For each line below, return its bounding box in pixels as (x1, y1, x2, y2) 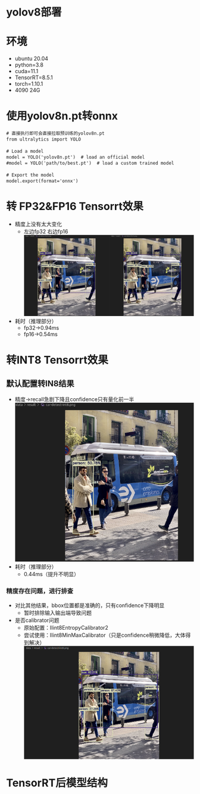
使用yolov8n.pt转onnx (6, 110, 118, 123)
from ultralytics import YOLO (6, 136, 82, 143)
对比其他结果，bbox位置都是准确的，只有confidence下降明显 (14, 602, 165, 609)
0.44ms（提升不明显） (23, 571, 79, 578)
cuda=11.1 (14, 68, 39, 75)
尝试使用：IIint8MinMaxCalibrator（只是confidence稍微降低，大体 (23, 632, 186, 639)
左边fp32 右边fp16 (23, 228, 68, 235)
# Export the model (6, 172, 55, 179)
